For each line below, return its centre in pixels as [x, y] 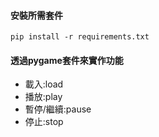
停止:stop [44, 122]
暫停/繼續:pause [58, 109]
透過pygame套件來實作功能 [67, 60]
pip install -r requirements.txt [80, 37]
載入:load [44, 84]
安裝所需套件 [36, 15]
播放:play [43, 97]
